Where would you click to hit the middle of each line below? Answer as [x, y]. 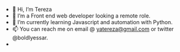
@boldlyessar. [30, 37]
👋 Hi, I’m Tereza [32, 9]
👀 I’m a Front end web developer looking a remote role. [81, 16]
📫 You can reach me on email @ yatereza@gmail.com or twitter [93, 29]
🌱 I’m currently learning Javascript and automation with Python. [92, 22]
